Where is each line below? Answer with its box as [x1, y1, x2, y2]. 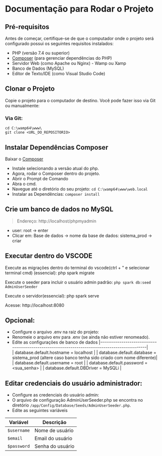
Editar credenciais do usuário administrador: [5, 379, 143, 387]
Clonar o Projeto [5, 85, 55, 93]
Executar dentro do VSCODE [5, 252, 93, 260]
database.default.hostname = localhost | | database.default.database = [15, 350, 157, 356]
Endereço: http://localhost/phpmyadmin [16, 218, 97, 224]
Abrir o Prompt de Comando [12, 175, 69, 181]
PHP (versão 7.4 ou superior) [12, 50, 70, 56]
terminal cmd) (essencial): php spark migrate [5, 270, 95, 276]
